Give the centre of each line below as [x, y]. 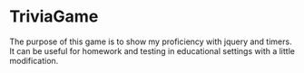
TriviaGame [54, 17]
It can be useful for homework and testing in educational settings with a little [152, 50]
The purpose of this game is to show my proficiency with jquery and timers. [151, 41]
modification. [34, 60]
